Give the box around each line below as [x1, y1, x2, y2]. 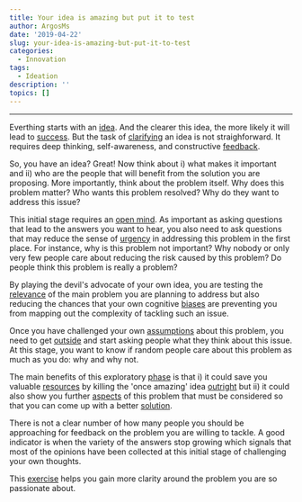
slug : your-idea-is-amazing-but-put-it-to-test [9, 38, 191, 48]
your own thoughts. [9, 455, 82, 466]
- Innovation [17, 55, 67, 64]
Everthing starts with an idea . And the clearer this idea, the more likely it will [9, 121, 290, 132]
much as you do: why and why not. [9, 354, 139, 364]
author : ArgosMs [9, 22, 70, 31]
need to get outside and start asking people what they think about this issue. [9, 335, 293, 345]
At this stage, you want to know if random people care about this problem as [9, 344, 292, 355]
